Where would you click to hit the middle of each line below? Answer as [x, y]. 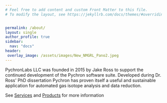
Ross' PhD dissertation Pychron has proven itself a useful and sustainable [81, 80]
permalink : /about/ [25, 28]
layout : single [21, 32]
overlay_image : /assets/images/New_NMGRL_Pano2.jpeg [63, 55]
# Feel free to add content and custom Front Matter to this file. [77, 10]
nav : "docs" [22, 46]
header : [13, 51]
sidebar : [14, 42]
